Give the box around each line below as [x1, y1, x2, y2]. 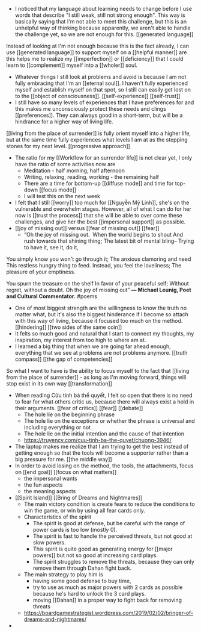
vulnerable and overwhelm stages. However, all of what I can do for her [14, 205, 192, 213]
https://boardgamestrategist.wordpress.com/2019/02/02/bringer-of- [23, 610, 194, 616]
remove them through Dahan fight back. [32, 564, 132, 572]
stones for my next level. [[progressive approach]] [6, 143, 130, 149]
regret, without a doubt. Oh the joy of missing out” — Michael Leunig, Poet [6, 286, 191, 293]
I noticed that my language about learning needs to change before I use [14, 5, 192, 12]
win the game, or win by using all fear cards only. [23, 507, 146, 514]
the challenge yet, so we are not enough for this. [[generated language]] [14, 31, 194, 38]
